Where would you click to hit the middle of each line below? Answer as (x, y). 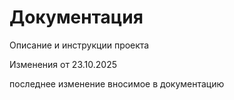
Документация (76, 17)
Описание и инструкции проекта (79, 45)
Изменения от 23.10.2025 (63, 64)
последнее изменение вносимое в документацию (117, 83)
